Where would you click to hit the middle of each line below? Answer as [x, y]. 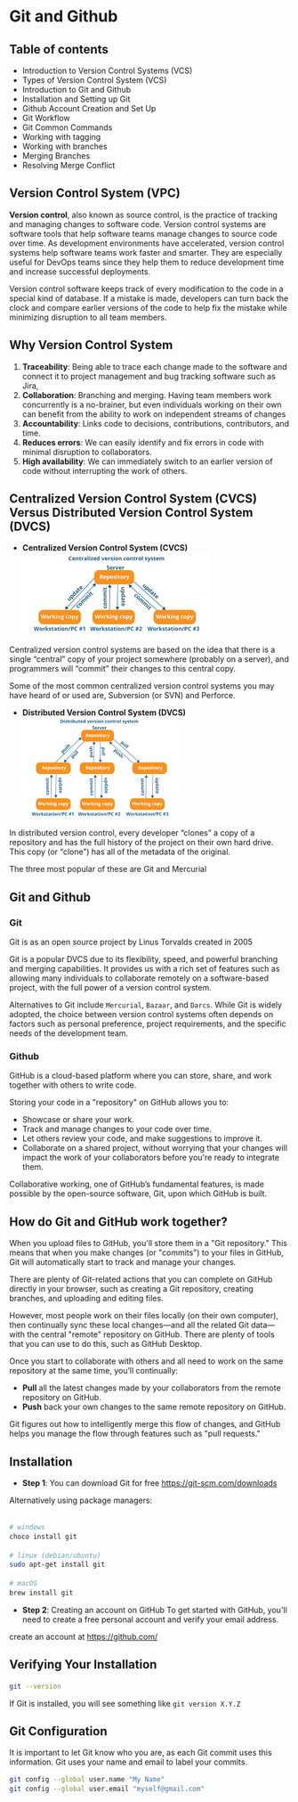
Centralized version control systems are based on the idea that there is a [142, 650]
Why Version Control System [91, 345]
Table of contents [59, 49]
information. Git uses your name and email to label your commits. [128, 1762]
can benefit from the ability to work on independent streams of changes [154, 414]
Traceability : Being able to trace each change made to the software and [154, 366]
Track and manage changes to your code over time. [117, 1129]
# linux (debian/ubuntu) [55, 1555]
